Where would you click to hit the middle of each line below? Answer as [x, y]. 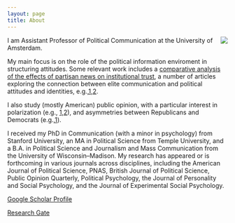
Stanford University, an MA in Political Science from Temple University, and [115, 140]
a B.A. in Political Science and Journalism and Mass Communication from [113, 148]
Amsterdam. [25, 48]
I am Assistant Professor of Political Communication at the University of [110, 40]
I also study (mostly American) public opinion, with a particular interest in [113, 104]
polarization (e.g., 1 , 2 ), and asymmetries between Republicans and [103, 112]
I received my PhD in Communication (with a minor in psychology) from [110, 133]
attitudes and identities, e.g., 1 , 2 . [53, 91]
